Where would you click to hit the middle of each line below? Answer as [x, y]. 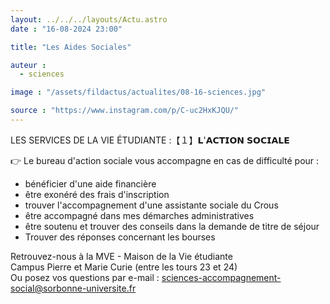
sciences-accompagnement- [221, 277]
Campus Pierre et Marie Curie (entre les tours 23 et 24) [124, 267]
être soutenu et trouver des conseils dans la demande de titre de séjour [172, 226]
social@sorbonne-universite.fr [73, 288]
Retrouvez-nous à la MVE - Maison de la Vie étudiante [121, 256]
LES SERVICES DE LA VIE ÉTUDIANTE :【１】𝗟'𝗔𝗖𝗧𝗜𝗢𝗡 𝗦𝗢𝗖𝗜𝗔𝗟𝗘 [150, 140]
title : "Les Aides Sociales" [71, 47]
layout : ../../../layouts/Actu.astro [89, 19]
